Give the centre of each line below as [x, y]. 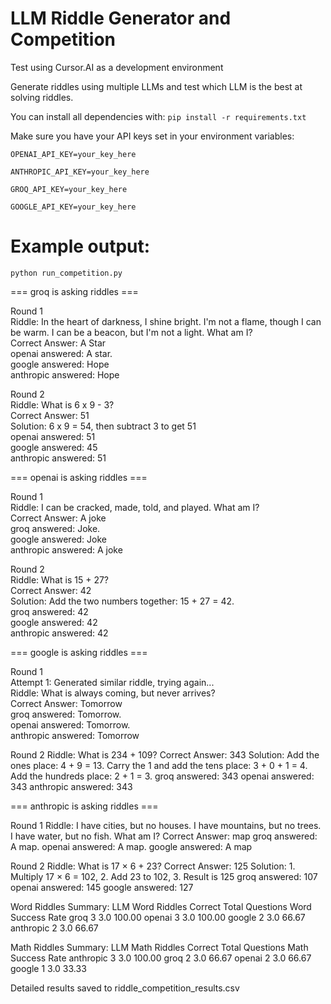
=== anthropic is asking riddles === [84, 806]
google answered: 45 [54, 447]
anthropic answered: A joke [66, 549]
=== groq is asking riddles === [74, 291]
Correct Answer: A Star [58, 343]
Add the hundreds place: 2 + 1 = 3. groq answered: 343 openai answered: [162, 776]
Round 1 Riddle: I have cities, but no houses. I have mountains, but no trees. [166, 825]
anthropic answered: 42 [59, 633]
